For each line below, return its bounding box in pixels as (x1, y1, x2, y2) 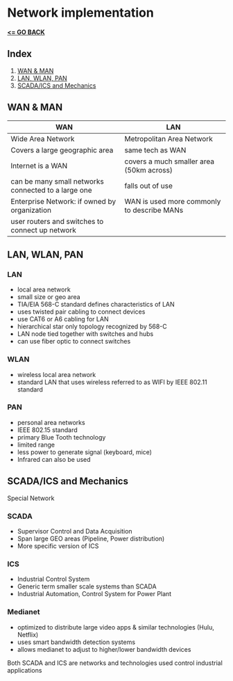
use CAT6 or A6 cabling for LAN (17, 315, 109, 323)
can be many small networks (10, 176, 104, 186)
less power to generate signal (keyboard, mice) (17, 447, 153, 456)
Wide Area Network (10, 134, 75, 143)
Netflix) (17, 630, 39, 639)
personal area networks (17, 418, 85, 426)
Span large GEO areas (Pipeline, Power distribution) (17, 534, 165, 543)
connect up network (10, 225, 76, 234)
